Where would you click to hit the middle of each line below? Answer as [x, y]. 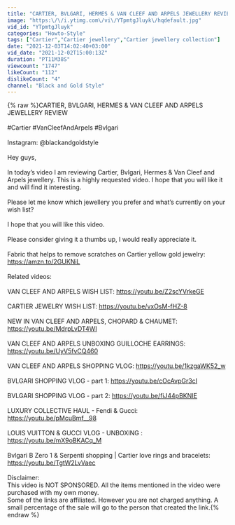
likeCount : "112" [33, 72]
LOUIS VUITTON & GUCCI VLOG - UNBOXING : [75, 433]
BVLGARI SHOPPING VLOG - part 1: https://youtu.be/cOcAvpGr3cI [102, 381]
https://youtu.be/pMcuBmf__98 [52, 418]
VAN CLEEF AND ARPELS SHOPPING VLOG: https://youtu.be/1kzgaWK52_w [116, 366]
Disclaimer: [23, 478]
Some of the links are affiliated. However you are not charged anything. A [113, 500]
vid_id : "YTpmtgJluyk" [40, 27]
